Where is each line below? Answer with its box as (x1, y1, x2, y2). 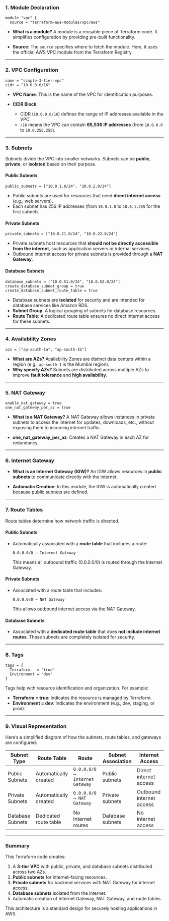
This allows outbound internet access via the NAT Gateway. (12, 606, 136, 612)
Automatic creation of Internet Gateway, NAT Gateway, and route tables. (12, 896, 162, 902)
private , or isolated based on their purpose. (5, 161, 97, 167)
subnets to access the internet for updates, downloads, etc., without (12, 419, 154, 425)
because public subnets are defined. (12, 489, 89, 495)
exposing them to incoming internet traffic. (12, 425, 101, 431)
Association (102, 758, 132, 765)
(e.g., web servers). (12, 198, 54, 204)
